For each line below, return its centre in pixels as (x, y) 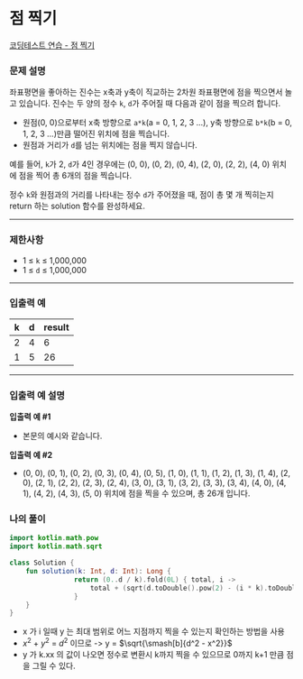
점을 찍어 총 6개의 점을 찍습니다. (75, 176)
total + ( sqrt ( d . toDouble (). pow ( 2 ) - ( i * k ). (179, 588)
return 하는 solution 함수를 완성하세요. (78, 206)
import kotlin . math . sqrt (56, 546)
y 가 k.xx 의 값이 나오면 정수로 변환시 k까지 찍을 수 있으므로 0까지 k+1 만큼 (153, 654)
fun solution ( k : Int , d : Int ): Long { (98, 572)
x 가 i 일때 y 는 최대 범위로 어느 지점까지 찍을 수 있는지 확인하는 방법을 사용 (154, 631)
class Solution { (42, 563)
